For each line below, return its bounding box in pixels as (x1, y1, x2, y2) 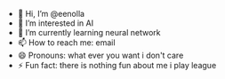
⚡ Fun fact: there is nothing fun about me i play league (17, 60, 217, 70)
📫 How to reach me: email (17, 37, 116, 48)
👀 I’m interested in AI (17, 18, 94, 28)
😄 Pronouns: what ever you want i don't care (17, 50, 184, 60)
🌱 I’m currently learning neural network (17, 28, 161, 37)
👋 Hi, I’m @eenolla (17, 9, 85, 19)
